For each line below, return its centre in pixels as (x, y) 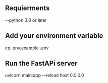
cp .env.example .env (27, 48)
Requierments (27, 8)
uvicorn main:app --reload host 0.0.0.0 (45, 75)
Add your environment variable (54, 36)
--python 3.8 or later (26, 20)
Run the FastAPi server (41, 63)
